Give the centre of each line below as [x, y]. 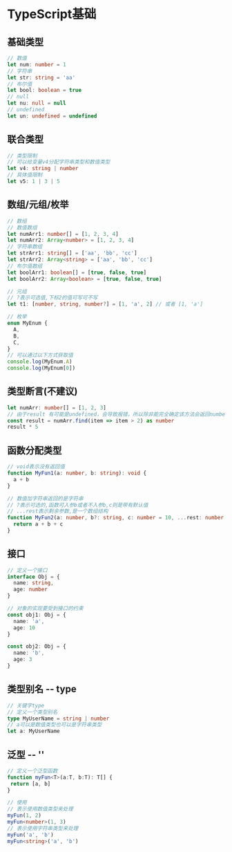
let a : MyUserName [33, 731]
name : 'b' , [29, 653]
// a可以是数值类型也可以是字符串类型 [55, 725]
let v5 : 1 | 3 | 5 [33, 182]
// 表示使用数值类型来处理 [40, 809]
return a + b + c [38, 524]
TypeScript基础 [52, 14]
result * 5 [23, 427]
